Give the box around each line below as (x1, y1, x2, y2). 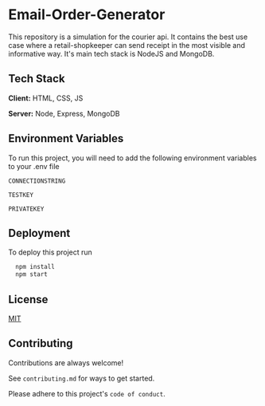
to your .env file (8, 161, 60, 171)
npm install (15, 263, 56, 271)
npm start (15, 270, 48, 278)
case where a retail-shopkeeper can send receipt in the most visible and (8, 40, 245, 49)
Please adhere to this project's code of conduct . (8, 388, 166, 398)
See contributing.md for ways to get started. (8, 373, 155, 383)
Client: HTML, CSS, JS (8, 93, 84, 103)
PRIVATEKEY (8, 205, 45, 213)
